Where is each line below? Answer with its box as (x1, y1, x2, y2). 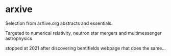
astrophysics (5, 35, 32, 41)
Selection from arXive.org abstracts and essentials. (5, 20, 113, 26)
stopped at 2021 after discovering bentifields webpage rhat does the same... (5, 45, 166, 51)
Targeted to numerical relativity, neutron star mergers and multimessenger (5, 30, 162, 36)
